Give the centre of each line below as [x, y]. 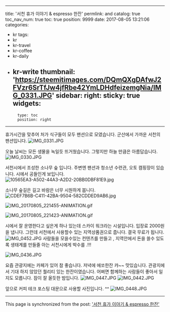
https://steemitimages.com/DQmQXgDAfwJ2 [88, 80]
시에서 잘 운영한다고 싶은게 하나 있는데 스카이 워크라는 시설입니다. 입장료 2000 [83, 226]
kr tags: [20, 34]
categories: [17, 25]
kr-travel [22, 45]
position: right [34, 119]
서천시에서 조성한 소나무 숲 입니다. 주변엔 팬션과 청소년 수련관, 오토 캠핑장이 [80, 167]
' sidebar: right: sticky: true [96, 96]
